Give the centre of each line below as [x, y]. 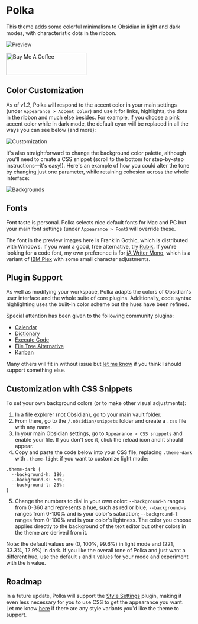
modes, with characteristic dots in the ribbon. [61, 33]
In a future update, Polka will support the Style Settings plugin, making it [94, 596]
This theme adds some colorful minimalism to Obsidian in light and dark [93, 27]
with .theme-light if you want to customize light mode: [82, 459]
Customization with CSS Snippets [69, 389]
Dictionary [27, 334]
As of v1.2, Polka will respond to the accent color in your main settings [92, 105]
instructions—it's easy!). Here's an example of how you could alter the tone [98, 165]
